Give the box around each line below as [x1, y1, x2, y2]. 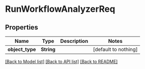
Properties [5, 23, 38, 32]
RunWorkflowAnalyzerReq [5, 3, 116, 15]
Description [60, 38, 88, 44]
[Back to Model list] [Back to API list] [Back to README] [5, 59, 118, 65]
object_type [7, 46, 36, 53]
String [41, 46, 56, 53]
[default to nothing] [92, 46, 138, 53]
